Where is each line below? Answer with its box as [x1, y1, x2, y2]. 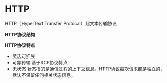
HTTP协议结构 [5, 31, 35, 37]
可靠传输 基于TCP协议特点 [12, 59, 68, 65]
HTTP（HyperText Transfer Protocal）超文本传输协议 [5, 20, 117, 26]
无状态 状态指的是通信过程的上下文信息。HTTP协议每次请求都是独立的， [12, 66, 165, 72]
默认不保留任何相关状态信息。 [12, 72, 75, 78]
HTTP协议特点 [5, 42, 35, 48]
